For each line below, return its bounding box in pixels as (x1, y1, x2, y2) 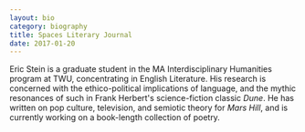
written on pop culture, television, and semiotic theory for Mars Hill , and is (9, 102, 289, 114)
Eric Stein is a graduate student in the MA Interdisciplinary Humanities (9, 64, 272, 75)
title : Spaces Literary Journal (9, 30, 132, 39)
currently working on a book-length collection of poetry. (9, 112, 221, 123)
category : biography (9, 22, 89, 31)
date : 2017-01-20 (9, 38, 76, 48)
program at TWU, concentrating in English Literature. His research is (9, 74, 267, 85)
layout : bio (9, 13, 55, 23)
